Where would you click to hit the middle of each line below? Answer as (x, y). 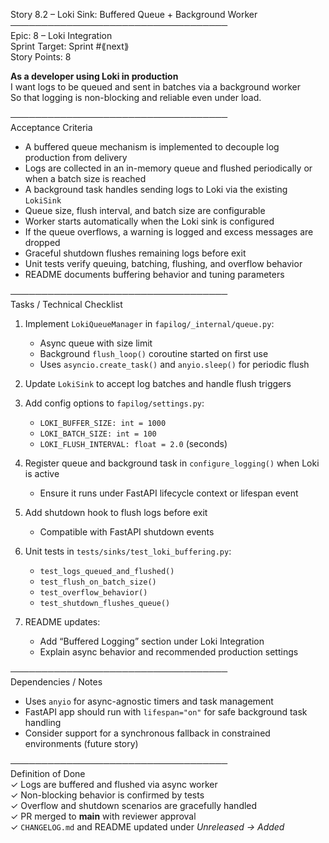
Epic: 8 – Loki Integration (61, 35)
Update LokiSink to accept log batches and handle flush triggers (158, 383)
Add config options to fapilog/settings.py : (114, 403)
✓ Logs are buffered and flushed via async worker (114, 784)
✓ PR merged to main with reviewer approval (103, 816)
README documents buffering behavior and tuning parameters (154, 274)
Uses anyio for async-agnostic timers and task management (149, 701)
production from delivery (76, 157)
